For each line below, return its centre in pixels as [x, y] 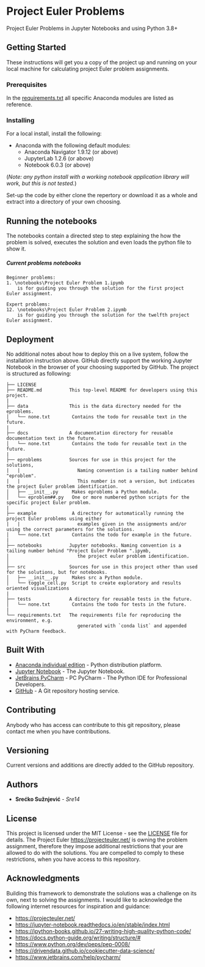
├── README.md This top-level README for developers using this [102, 390]
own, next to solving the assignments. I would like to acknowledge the [94, 900]
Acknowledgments [43, 879]
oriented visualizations [38, 588]
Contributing [31, 710]
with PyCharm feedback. [37, 631]
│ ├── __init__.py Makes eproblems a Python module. [83, 492]
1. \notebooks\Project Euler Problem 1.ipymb [65, 283]
